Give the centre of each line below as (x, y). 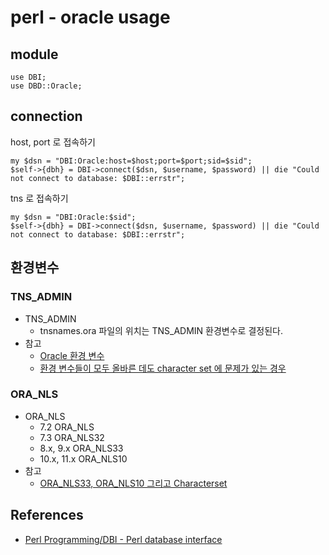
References (47, 515)
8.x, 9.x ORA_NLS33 (81, 448)
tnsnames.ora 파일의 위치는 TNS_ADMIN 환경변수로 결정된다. (161, 330)
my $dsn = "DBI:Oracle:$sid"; (73, 217)
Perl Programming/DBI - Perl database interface (123, 539)
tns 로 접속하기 (39, 198)
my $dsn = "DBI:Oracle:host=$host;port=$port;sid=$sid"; (131, 161)
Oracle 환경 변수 (72, 355)
